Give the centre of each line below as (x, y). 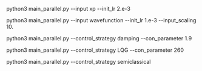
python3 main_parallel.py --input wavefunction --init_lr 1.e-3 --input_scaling (101, 20)
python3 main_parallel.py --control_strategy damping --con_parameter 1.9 (99, 38)
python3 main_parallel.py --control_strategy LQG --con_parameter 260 (95, 50)
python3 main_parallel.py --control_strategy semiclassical (79, 62)
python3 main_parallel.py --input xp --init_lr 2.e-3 (68, 9)
